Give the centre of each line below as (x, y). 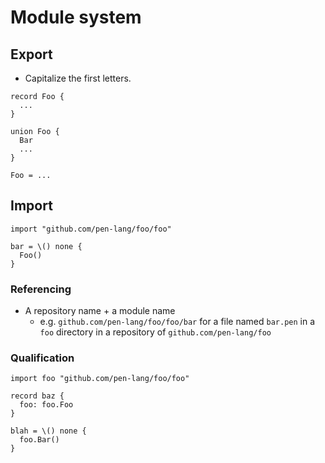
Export (31, 54)
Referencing (41, 289)
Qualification (42, 358)
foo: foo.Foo (46, 405)
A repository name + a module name (100, 311)
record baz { (37, 396)
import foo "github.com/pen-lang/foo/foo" (100, 379)
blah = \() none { (48, 431)
